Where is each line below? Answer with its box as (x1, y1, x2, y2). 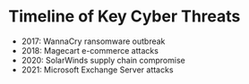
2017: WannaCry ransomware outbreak (21, 36, 166, 46)
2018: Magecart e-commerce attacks (21, 45, 159, 55)
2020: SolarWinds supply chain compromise (21, 55, 185, 65)
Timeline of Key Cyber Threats (8, 6, 241, 27)
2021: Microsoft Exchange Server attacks (21, 64, 174, 75)
